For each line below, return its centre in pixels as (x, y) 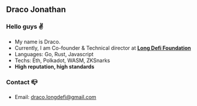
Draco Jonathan (36, 10)
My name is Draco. (37, 42)
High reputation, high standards (54, 66)
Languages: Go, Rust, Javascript (54, 54)
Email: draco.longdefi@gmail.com (55, 97)
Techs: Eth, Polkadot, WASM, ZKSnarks (62, 60)
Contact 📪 (22, 82)
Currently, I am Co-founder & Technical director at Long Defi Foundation (103, 48)
